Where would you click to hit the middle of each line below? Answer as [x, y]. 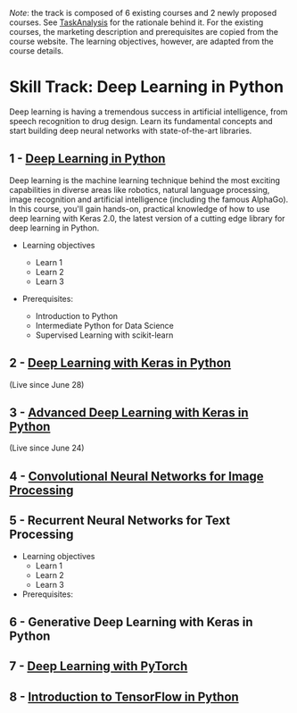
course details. [37, 51]
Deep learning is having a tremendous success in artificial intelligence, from [148, 112]
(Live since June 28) [47, 384]
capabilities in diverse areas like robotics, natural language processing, [140, 189]
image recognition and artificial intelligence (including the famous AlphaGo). [149, 199]
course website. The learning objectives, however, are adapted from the [141, 41]
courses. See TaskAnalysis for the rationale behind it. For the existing [136, 22]
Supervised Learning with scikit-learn [104, 335]
